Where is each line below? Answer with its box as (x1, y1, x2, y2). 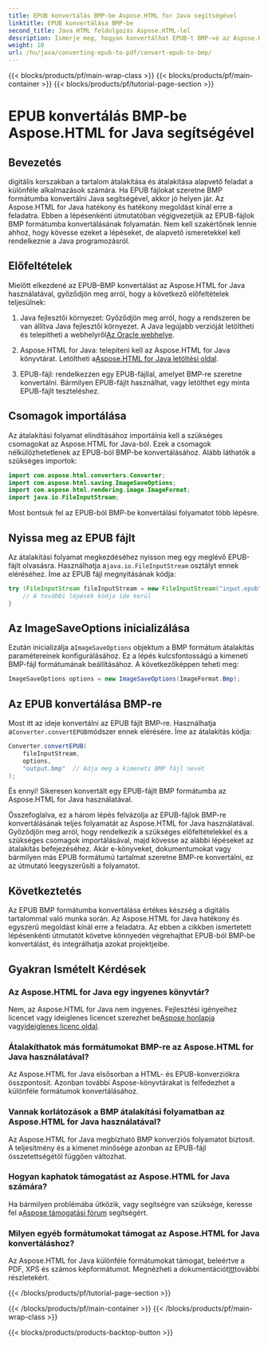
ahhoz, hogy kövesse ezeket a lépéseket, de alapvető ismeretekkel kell (8, 228, 241, 237)
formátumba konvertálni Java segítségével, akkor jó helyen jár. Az (8, 194, 225, 203)
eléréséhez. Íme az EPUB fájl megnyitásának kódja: (8, 569, 176, 578)
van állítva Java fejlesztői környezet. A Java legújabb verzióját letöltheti (19, 321, 254, 331)
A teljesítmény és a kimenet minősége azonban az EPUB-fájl (8, 1142, 207, 1153)
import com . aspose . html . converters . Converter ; (8, 471, 166, 479)
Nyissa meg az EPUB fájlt (8, 531, 136, 545)
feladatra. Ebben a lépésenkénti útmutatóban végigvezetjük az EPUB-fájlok (8, 211, 255, 220)
